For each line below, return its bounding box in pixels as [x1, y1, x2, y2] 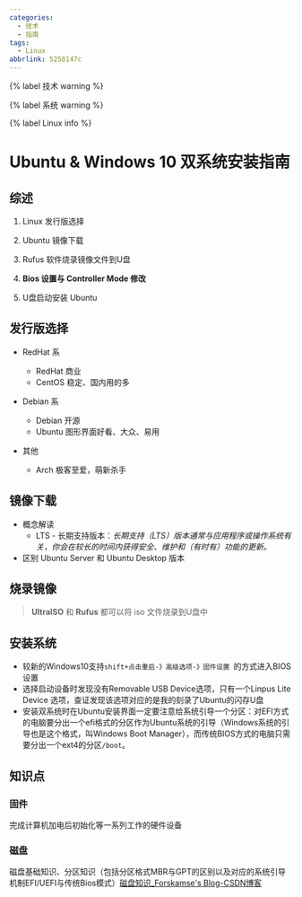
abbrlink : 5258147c [9, 55, 82, 64]
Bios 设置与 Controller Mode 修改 [22, 273, 146, 284]
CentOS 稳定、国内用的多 [35, 376, 130, 387]
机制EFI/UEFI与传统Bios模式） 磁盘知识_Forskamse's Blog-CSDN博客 [9, 877, 263, 889]
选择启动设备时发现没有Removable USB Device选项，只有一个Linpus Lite [22, 683, 291, 694]
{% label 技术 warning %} [9, 81, 104, 91]
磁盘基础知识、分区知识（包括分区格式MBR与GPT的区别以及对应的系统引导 [9, 866, 287, 877]
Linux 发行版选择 [22, 216, 85, 226]
